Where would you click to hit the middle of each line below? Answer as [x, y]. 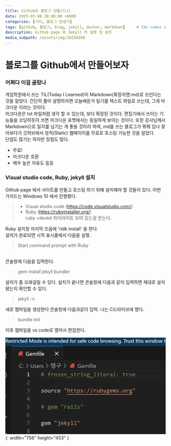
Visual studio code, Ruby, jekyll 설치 [50, 177]
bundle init [29, 319]
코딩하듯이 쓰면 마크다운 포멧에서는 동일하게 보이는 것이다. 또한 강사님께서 [92, 120]
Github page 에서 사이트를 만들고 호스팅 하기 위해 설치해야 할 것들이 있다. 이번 [83, 190]
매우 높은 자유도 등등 [33, 163]
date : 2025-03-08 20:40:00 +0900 [41, 16]
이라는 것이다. [32, 107]
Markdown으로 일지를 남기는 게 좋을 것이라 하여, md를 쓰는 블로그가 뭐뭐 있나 [83, 127]
